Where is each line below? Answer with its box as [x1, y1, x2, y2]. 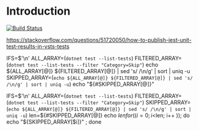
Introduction [6, 4, 71, 18]
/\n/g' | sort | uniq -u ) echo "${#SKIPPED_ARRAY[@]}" [6, 80, 154, 88]
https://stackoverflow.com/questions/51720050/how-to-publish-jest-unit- [6, 36, 192, 43]
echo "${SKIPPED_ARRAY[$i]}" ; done [6, 118, 102, 126]
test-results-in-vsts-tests [6, 43, 70, 50]
